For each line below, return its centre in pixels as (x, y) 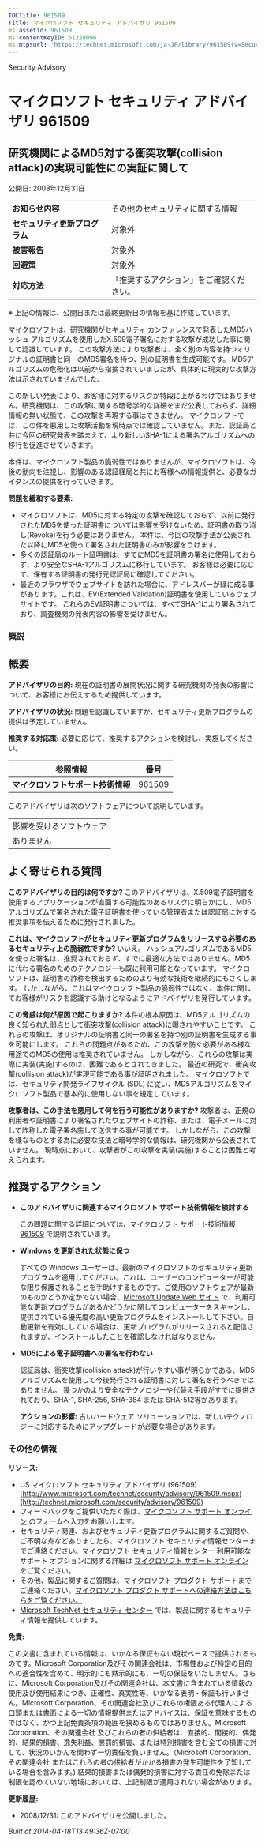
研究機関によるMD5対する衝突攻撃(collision (116, 153)
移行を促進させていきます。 (53, 445)
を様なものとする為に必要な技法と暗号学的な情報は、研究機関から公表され (129, 1140)
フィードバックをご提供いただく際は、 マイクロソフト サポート (121, 1511)
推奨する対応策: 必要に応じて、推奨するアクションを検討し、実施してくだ (127, 738)
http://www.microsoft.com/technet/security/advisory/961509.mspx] (132, 1493)
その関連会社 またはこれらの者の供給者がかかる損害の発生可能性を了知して (130, 1761)
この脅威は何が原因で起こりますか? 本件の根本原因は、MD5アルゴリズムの (129, 1014)
